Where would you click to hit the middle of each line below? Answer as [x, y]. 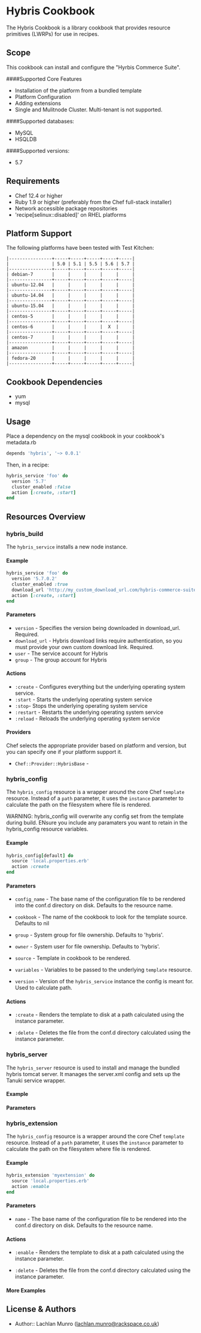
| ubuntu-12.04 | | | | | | [71, 285]
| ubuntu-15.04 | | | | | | [71, 306]
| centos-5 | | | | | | [71, 316]
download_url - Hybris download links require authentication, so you [98, 640]
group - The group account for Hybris [61, 659]
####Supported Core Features [44, 78]
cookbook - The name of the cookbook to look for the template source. [101, 917]
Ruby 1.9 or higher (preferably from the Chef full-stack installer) [93, 202]
